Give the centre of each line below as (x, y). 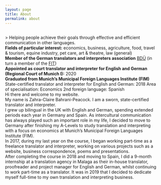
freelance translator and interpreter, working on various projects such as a (79, 146)
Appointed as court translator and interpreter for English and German (76, 69)
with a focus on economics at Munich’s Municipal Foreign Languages (74, 131)
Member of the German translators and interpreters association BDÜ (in (79, 58)
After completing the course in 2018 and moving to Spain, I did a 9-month (78, 157)
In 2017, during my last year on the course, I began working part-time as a (79, 141)
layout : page (18, 9)
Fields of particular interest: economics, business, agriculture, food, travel (80, 48)
